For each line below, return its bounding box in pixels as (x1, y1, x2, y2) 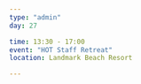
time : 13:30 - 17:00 (9, 37, 86, 46)
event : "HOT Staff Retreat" (9, 45, 114, 54)
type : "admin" (9, 12, 62, 22)
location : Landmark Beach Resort (9, 54, 133, 63)
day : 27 (9, 21, 38, 30)
